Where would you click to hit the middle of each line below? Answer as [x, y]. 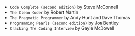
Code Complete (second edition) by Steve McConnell [64, 7]
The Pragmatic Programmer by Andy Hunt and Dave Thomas [70, 18]
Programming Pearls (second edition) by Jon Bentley [64, 23]
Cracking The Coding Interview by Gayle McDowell [62, 28]
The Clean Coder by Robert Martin [44, 12]
